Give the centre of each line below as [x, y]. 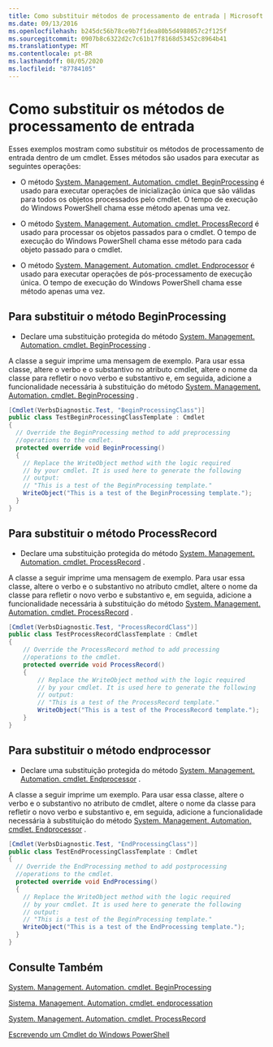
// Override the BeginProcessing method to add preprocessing [123, 433]
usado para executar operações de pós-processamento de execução [136, 274]
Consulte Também [56, 968]
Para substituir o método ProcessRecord [113, 534]
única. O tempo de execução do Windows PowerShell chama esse [131, 282]
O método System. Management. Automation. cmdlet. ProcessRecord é [140, 224]
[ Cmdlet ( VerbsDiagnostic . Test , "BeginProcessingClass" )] [107, 410]
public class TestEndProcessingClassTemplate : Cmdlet [103, 852]
